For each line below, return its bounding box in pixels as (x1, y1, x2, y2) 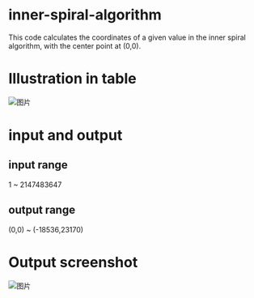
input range (8, 158, 69, 172)
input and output (8, 126, 123, 145)
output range (8, 203, 75, 217)
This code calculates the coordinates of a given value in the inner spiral (8, 32, 247, 42)
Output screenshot (8, 253, 138, 271)
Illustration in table (8, 70, 137, 88)
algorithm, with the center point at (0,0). (8, 40, 142, 50)
